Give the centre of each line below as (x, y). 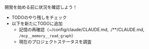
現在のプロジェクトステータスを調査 (55, 42)
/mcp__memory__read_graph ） (47, 36)
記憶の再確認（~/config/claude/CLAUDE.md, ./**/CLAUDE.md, (82, 30)
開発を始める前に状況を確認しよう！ (41, 7)
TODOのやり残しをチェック (39, 17)
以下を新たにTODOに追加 (37, 24)
